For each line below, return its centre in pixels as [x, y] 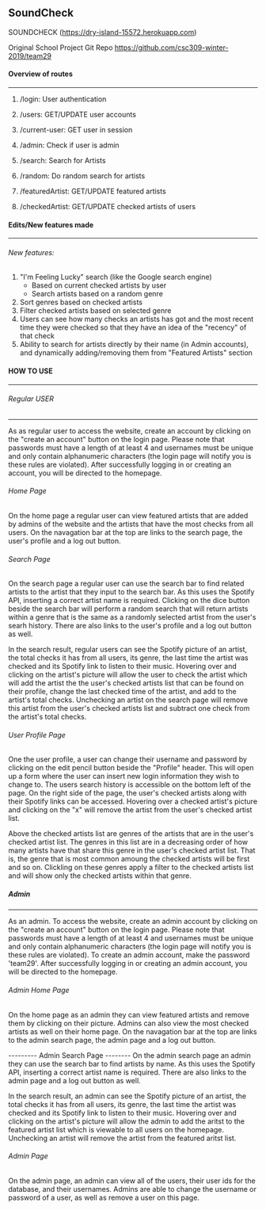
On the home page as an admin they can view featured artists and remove [129, 1014]
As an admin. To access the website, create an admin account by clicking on [133, 922]
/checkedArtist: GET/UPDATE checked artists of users [108, 207]
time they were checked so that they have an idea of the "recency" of [133, 327]
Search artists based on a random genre [97, 294]
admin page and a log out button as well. [74, 1080]
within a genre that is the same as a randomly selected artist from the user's [132, 617]
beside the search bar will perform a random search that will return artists [128, 609]
